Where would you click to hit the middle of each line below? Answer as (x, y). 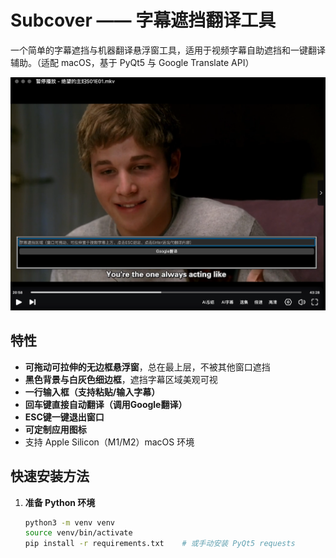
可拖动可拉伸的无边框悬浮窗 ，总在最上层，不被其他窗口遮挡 (147, 367)
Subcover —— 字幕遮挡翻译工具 (143, 20)
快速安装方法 (50, 476)
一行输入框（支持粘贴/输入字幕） (92, 392)
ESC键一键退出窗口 (64, 417)
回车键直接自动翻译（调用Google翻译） (106, 404)
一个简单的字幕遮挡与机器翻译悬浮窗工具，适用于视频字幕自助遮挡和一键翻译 (168, 50)
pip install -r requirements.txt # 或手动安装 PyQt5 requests (160, 544)
